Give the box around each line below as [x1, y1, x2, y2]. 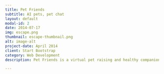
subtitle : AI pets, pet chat [5, 12, 64, 17]
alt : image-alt [5, 39, 36, 44]
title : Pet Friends [5, 7, 45, 12]
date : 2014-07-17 [5, 25, 41, 30]
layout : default [5, 16, 38, 21]
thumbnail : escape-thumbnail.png [5, 35, 73, 40]
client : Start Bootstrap [5, 48, 56, 53]
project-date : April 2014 [5, 44, 58, 49]
